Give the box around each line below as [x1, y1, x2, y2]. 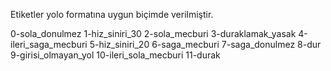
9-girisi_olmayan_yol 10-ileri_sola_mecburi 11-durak [10, 49, 221, 61]
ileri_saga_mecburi [10, 39, 88, 50]
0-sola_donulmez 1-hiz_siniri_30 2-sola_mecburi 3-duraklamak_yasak [10, 28, 297, 39]
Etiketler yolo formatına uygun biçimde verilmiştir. [10, 9, 214, 20]
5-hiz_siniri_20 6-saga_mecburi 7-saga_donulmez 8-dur [89, 39, 322, 50]
